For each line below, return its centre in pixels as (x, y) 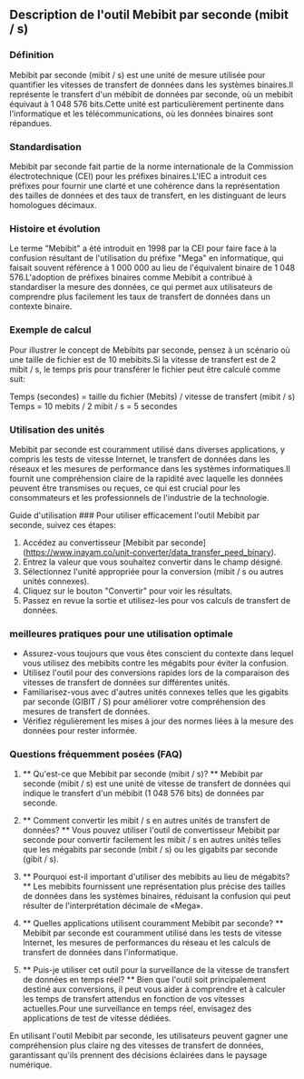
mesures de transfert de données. (86, 712)
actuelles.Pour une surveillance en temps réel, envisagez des (137, 1009)
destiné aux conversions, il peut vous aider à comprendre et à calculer (154, 989)
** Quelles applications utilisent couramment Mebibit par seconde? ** (153, 924)
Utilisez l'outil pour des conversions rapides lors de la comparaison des (156, 673)
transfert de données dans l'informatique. (100, 953)
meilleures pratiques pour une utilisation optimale (121, 634)
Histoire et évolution (55, 228)
